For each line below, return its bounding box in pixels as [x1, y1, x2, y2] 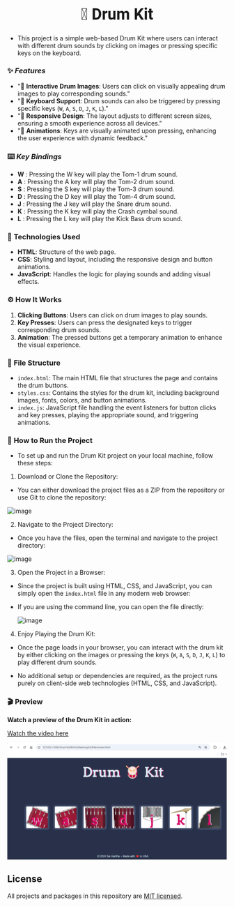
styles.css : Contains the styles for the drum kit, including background [17, 388, 219, 397]
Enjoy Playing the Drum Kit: [17, 630, 96, 638]
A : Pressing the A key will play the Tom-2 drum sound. [17, 178, 175, 186]
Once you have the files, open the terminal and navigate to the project [17, 534, 218, 542]
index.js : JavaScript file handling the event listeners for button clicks [17, 403, 217, 412]
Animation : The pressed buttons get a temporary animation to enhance [17, 333, 223, 341]
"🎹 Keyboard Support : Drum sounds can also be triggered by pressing [17, 96, 221, 105]
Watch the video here [7, 729, 69, 737]
